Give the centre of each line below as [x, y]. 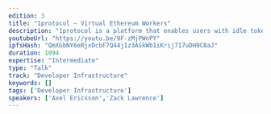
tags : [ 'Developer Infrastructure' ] [70, 90]
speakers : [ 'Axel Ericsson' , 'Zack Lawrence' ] [86, 98]
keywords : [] [30, 83]
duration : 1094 [34, 53]
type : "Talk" [30, 68]
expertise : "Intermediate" [54, 61]
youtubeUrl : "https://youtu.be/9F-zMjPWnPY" [84, 38]
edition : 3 [27, 16]
